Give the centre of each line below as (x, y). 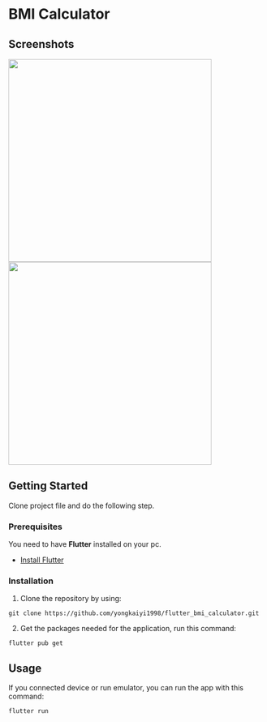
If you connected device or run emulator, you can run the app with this (126, 688)
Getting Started (48, 486)
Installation (31, 581)
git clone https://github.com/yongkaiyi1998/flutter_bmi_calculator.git (134, 613)
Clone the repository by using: (71, 599)
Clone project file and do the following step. (82, 505)
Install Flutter (42, 560)
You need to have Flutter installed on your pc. (85, 544)
